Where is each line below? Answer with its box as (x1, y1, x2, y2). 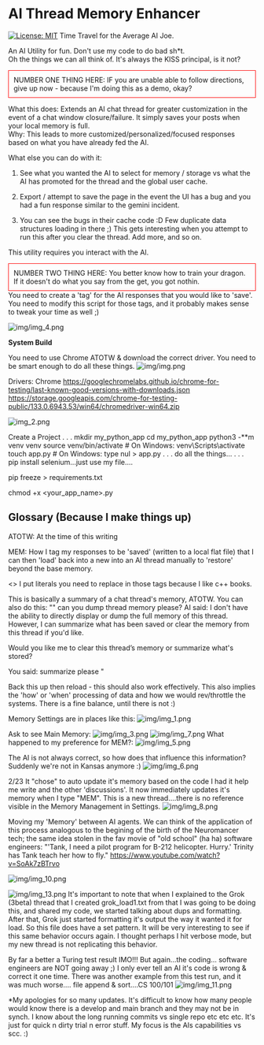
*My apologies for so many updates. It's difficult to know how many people (8, 995, 252, 1005)
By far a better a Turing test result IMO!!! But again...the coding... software (8, 954, 247, 964)
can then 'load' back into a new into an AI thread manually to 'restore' (8, 555, 233, 564)
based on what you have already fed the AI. (8, 137, 149, 147)
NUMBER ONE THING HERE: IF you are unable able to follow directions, (13, 75, 245, 84)
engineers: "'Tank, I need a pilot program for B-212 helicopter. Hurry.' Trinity (8, 842, 254, 851)
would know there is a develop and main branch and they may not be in (8, 1003, 240, 1013)
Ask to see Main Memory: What (8, 729, 225, 738)
